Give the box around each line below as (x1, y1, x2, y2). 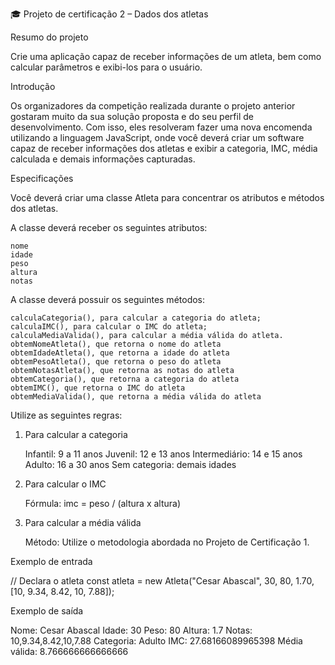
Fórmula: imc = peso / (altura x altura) (24, 498, 182, 509)
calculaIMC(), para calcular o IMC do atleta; (10, 322, 208, 332)
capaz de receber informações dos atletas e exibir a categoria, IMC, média (10, 143, 318, 154)
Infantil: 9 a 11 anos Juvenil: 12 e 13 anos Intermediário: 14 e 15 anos (24, 448, 303, 460)
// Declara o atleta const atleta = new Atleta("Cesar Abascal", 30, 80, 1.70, (10, 575, 315, 587)
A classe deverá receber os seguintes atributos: (10, 222, 208, 233)
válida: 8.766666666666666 (10, 646, 129, 657)
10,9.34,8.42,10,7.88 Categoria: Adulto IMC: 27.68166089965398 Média (10, 635, 303, 647)
